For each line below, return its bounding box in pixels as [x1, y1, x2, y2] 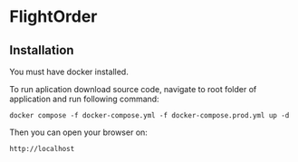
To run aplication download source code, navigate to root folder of [9, 84, 257, 94]
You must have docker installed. [9, 66, 129, 77]
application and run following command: [9, 93, 160, 104]
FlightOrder [9, 6, 98, 27]
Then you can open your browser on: [9, 127, 148, 138]
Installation [9, 43, 74, 58]
